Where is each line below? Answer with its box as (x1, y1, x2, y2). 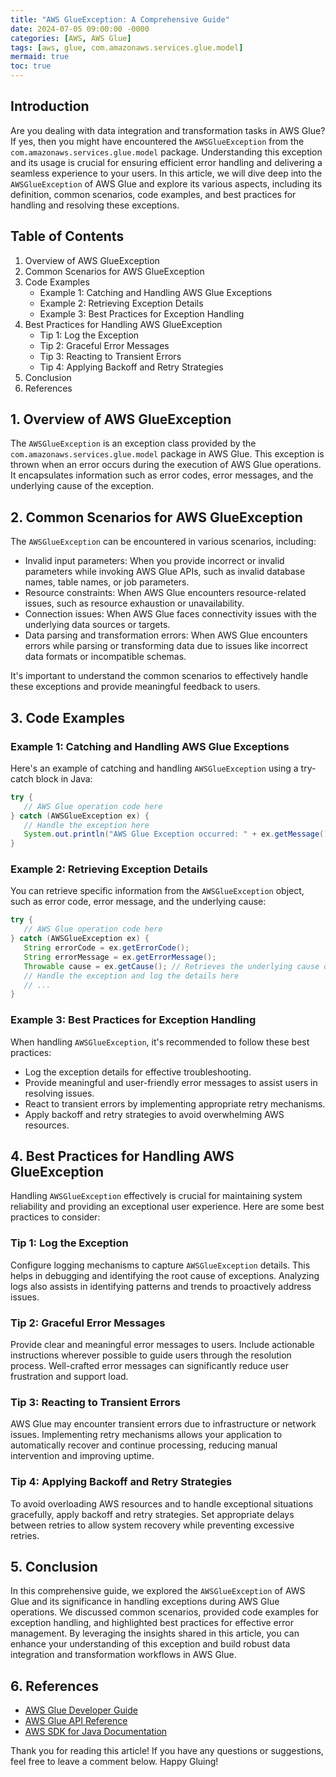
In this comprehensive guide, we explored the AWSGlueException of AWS (10, 1585, 306, 1597)
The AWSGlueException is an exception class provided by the (10, 437, 257, 450)
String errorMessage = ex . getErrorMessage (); (23, 952, 217, 962)
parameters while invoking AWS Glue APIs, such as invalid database (24, 566, 306, 578)
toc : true (10, 61, 52, 71)
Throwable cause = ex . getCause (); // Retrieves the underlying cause (23, 961, 320, 971)
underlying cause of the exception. (10, 480, 155, 492)
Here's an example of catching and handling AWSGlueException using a (10, 762, 299, 774)
